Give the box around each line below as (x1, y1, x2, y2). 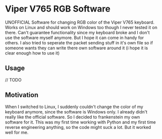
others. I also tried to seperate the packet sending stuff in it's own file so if (5, 40, 153, 45)
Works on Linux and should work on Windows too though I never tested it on (5, 24, 158, 30)
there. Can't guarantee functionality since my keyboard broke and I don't (5, 29, 150, 35)
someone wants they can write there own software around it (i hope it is (5, 45, 148, 51)
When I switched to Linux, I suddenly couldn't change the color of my (5, 104, 144, 110)
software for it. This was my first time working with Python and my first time (5, 119, 156, 125)
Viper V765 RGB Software (5, 3, 111, 14)
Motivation (5, 91, 39, 99)
